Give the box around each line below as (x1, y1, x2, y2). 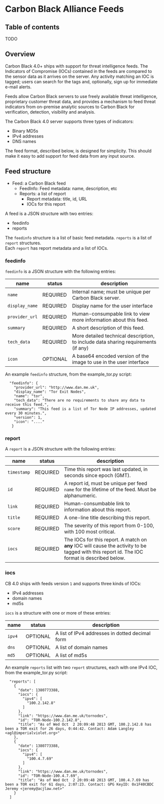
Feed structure (5, 167, 51, 176)
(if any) (72, 344, 89, 351)
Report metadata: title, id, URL (26, 196, 87, 202)
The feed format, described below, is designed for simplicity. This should (5, 148, 152, 154)
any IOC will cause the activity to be (64, 543, 147, 549)
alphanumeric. (64, 492, 97, 499)
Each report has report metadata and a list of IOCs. (5, 245, 108, 251)
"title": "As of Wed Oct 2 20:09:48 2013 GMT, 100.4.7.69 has (18, 778, 150, 782)
